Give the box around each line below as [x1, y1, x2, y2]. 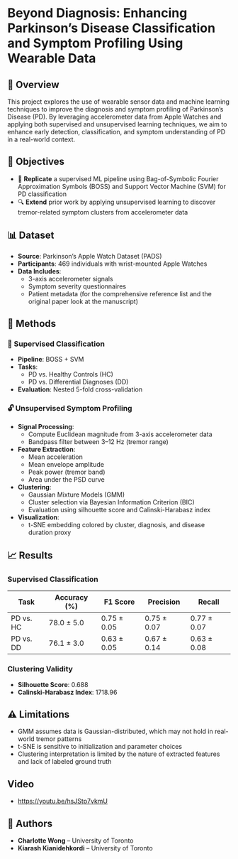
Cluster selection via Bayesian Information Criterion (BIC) [28, 497, 195, 506]
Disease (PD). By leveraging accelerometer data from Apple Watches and [7, 112, 222, 121]
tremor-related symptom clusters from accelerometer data [17, 207, 188, 216]
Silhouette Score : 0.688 [17, 680, 89, 688]
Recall [198, 597, 220, 607]
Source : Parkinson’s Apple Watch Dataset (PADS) [17, 252, 162, 260]
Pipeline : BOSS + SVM [17, 355, 84, 364]
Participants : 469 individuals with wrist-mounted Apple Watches [17, 259, 208, 268]
